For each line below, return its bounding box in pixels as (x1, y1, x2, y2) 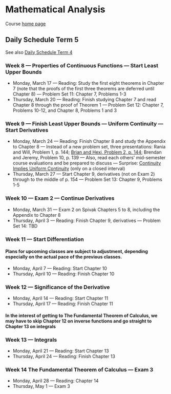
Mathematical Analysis (5, 4, 105, 15)
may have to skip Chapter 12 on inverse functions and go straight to (5, 317, 152, 324)
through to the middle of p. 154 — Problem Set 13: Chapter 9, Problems (12, 176, 163, 183)
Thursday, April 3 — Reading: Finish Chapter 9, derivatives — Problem (12, 217, 161, 223)
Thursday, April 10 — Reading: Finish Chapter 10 (12, 271, 115, 277)
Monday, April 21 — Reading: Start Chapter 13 (12, 348, 109, 354)
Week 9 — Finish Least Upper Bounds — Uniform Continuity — (5, 120, 164, 127)
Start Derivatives (5, 126, 49, 134)
